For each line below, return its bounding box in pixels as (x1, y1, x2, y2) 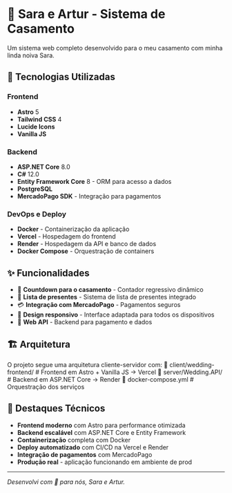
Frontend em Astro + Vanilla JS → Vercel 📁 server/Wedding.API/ (41, 368, 223, 376)
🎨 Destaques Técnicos (7, 402, 106, 414)
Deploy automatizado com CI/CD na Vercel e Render (17, 443, 169, 452)
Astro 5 (17, 107, 39, 116)
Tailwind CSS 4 (17, 115, 62, 123)
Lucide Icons (17, 122, 55, 131)
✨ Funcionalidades (7, 267, 90, 279)
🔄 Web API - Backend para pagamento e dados (17, 318, 153, 326)
